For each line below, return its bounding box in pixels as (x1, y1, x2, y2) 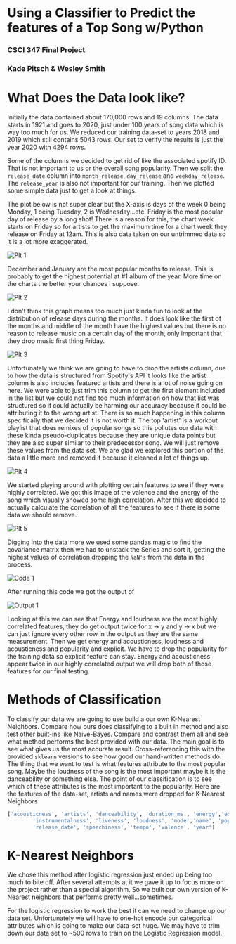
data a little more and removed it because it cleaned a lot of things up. (7, 453, 210, 462)
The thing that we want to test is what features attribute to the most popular (7, 759, 226, 768)
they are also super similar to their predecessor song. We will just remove (7, 438, 220, 447)
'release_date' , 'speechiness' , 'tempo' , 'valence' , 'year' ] (32, 824, 216, 831)
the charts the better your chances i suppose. (7, 279, 139, 287)
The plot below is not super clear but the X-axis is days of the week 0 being (7, 200, 226, 208)
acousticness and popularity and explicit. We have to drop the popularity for (7, 645, 227, 653)
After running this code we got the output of (7, 587, 135, 595)
